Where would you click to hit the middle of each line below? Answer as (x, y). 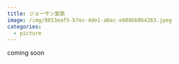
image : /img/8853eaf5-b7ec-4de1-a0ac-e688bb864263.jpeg (89, 20)
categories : (24, 26)
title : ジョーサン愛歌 (36, 14)
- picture (27, 33)
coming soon (26, 53)
